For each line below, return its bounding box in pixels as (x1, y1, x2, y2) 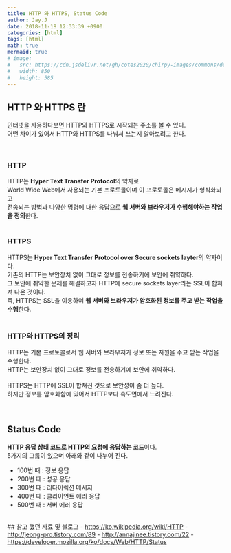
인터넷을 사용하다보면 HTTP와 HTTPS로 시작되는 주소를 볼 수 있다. (7, 121, 186, 130)
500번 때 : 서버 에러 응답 (16, 501, 84, 509)
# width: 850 (7, 68, 51, 74)
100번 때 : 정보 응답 (16, 466, 70, 474)
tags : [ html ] (7, 36, 45, 43)
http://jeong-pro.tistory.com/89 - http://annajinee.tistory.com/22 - (7, 530, 194, 539)
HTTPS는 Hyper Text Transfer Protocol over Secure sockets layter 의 (7, 253, 204, 261)
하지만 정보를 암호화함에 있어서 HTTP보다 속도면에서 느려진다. (7, 390, 174, 399)
